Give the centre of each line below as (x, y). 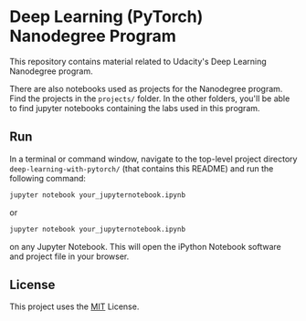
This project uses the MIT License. (74, 306)
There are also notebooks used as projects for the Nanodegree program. (146, 88)
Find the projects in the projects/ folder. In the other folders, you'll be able (150, 98)
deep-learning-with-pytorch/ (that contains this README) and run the (142, 168)
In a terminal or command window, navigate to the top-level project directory (153, 159)
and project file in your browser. (69, 256)
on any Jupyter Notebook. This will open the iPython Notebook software (145, 246)
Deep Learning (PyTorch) (106, 17)
